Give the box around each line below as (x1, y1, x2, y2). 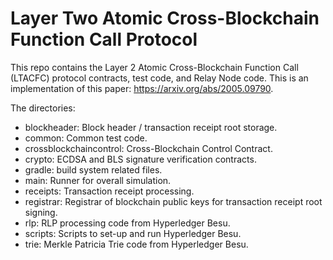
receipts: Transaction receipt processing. (24, 185, 195, 197)
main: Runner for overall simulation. (24, 174, 172, 186)
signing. (24, 206, 58, 218)
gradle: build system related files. (24, 163, 163, 176)
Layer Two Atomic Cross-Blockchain (10, 7, 320, 30)
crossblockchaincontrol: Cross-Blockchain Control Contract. (24, 142, 273, 154)
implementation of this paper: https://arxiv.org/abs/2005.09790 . (10, 82, 274, 94)
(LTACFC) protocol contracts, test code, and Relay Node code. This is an (10, 72, 309, 84)
